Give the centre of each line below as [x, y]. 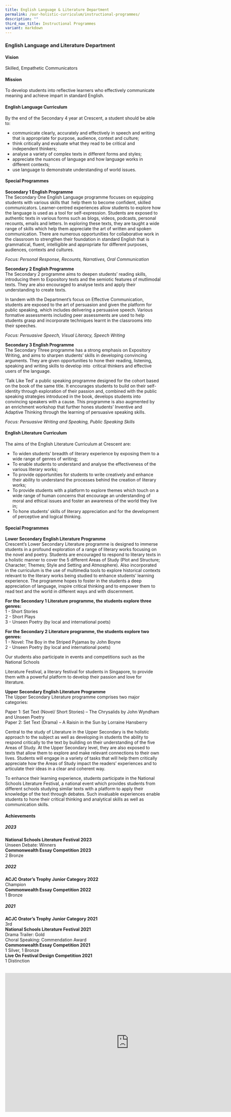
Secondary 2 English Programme [39, 269]
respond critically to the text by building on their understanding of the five [80, 742]
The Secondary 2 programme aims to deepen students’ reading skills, [76, 274]
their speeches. [21, 325]
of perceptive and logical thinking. [47, 516]
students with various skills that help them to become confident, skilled [78, 202]
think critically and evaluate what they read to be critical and [74, 143]
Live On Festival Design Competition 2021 [49, 955]
